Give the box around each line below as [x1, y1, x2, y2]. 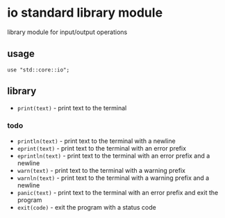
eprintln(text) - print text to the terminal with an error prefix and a [17, 151, 210, 160]
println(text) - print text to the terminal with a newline [17, 137, 176, 145]
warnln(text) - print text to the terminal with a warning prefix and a [17, 174, 210, 182]
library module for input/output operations [7, 28, 128, 36]
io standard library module [7, 5, 163, 21]
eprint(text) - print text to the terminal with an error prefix [17, 144, 186, 152]
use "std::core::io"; [7, 66, 70, 74]
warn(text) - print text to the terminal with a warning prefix [17, 166, 186, 174]
